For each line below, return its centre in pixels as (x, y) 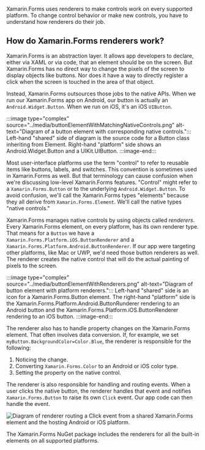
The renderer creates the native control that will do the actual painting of (98, 259)
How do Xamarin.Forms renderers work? (85, 41)
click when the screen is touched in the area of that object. (80, 81)
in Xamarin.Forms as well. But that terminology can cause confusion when (100, 175)
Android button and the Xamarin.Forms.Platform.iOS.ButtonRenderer (92, 310)
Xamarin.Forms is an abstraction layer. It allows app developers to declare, (100, 56)
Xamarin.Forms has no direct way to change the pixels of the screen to (95, 68)
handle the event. (28, 404)
